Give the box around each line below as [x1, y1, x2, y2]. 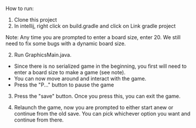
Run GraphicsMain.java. [13, 51, 72, 58]
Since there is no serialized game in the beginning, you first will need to [13, 63, 187, 70]
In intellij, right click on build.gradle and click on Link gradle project [13, 23, 176, 29]
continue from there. [13, 116, 64, 123]
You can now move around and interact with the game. [13, 75, 147, 82]
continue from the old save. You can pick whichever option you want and [13, 110, 191, 117]
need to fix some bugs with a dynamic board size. [5, 40, 126, 47]
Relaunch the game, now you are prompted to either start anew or [13, 104, 174, 110]
